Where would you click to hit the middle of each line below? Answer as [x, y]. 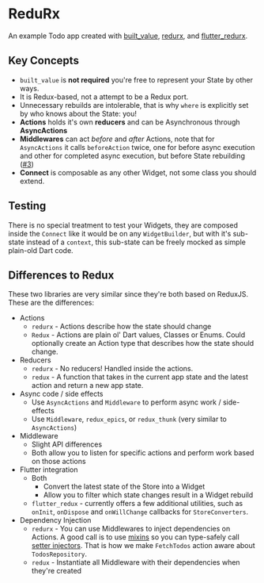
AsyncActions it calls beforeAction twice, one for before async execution [137, 147]
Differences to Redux [61, 275]
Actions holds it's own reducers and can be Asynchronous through [130, 122]
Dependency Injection [55, 520]
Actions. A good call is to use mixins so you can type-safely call [135, 537]
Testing [27, 206]
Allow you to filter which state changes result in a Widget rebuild [148, 495]
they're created [56, 571]
